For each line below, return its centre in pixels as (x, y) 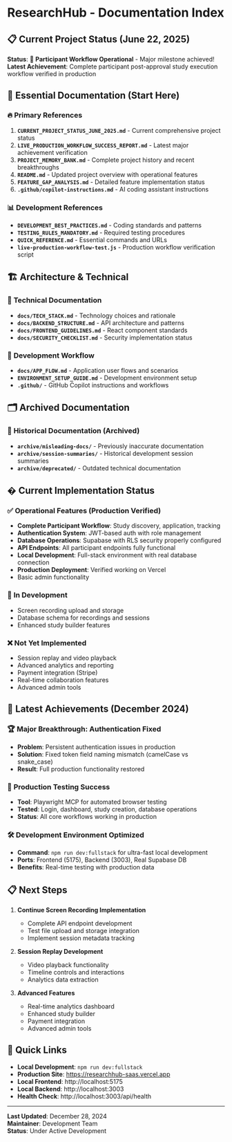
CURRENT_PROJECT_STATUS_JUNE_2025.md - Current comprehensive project (119, 130)
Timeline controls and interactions (76, 973)
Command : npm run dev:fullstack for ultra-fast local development (113, 853)
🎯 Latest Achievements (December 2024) (98, 709)
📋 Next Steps (37, 890)
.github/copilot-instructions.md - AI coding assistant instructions (113, 189)
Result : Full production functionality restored (81, 768)
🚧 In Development (37, 595)
